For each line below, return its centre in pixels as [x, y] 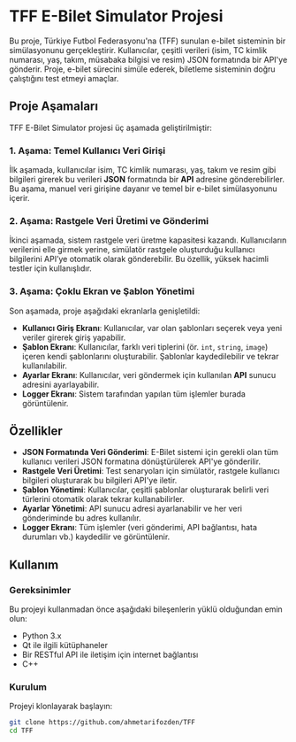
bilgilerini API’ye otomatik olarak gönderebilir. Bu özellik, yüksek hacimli [139, 259]
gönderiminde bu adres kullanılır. [81, 518]
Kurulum [28, 687]
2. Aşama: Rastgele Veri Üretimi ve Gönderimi [109, 220]
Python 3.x [42, 636]
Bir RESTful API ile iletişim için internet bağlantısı [110, 655]
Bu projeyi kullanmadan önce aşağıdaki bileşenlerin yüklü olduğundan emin [146, 609]
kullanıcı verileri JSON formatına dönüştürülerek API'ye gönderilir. [141, 461]
